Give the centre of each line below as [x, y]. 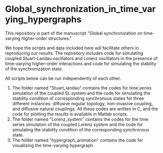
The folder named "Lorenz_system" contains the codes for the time [80, 119]
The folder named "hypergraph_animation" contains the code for [78, 140]
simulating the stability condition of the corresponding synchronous [81, 129]
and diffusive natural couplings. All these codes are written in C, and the [85, 109]
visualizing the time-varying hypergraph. [53, 145]
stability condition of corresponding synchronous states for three [78, 98]
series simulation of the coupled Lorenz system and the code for [78, 124]
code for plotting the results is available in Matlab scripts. [70, 114]
